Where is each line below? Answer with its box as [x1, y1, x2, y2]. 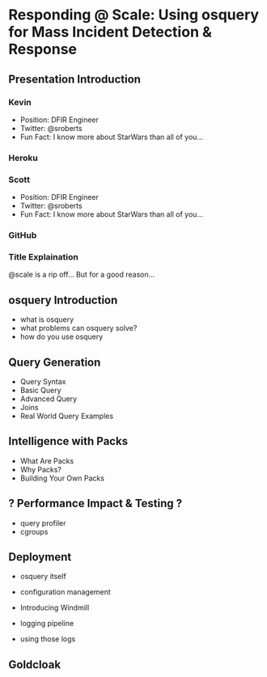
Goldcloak [8, 658, 61, 671]
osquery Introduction [8, 293, 118, 307]
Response [8, 40, 78, 58]
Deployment [8, 550, 72, 564]
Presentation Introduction [8, 72, 142, 86]
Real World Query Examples [19, 411, 114, 421]
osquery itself [19, 572, 66, 582]
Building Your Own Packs [19, 473, 105, 483]
